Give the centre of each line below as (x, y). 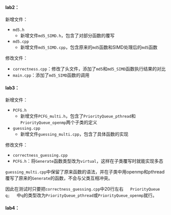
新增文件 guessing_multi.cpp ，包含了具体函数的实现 (74, 134)
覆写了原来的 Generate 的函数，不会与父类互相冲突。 (59, 178)
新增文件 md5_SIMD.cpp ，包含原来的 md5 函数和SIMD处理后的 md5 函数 (89, 47)
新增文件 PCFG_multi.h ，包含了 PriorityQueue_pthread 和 (78, 116)
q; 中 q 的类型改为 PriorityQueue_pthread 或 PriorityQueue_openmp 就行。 (81, 195)
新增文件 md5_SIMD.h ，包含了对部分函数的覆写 (67, 35)
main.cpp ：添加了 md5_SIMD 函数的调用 (51, 75)
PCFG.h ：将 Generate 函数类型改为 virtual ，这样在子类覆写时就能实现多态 (88, 161)
